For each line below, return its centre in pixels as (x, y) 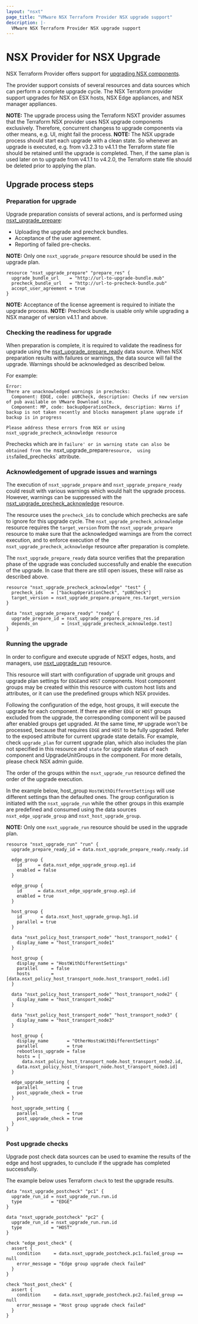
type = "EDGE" (42, 1202)
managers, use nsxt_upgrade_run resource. (59, 663)
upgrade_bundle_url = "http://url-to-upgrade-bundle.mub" (88, 278)
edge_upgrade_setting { (40, 1082)
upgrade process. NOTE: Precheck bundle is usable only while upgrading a (98, 310)
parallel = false (43, 968)
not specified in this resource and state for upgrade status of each (87, 749)
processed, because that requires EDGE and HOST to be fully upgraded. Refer (98, 730)
